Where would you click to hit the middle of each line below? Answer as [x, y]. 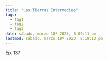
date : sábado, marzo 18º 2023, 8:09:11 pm [51, 34]
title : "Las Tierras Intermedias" [42, 10]
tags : [11, 15]
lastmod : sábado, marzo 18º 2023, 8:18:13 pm [54, 39]
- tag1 [17, 19]
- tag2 [17, 24]
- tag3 [17, 29]
